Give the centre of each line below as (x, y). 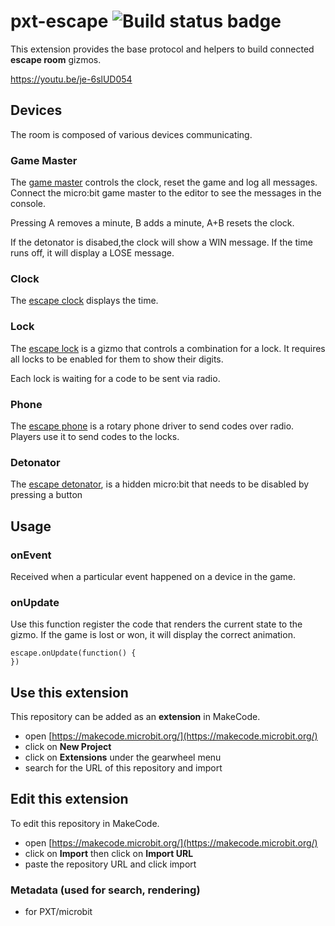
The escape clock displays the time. (84, 301)
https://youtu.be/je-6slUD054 (71, 79)
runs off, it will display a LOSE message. (92, 253)
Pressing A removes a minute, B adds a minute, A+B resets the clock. (152, 223)
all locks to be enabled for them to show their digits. (117, 359)
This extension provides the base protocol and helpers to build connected (162, 49)
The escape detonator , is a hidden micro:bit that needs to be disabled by (160, 484)
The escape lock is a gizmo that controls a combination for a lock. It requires (168, 348)
